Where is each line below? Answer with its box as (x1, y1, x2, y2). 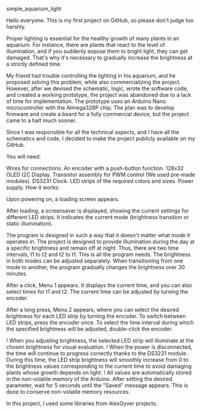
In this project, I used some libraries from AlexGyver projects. (6, 400, 158, 407)
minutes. (6, 270, 28, 277)
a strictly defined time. (6, 60, 62, 67)
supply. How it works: (6, 184, 60, 191)
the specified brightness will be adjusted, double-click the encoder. (6, 325, 173, 332)
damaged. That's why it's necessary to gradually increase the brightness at (6, 54, 193, 61)
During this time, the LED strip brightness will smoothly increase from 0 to (6, 356, 189, 363)
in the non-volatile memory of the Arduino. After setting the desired (6, 376, 173, 382)
